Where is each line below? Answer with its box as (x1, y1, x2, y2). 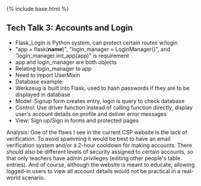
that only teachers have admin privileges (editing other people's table (6, 154, 181, 162)
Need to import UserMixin (15, 71, 80, 79)
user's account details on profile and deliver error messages (15, 110, 167, 118)
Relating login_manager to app (15, 65, 92, 72)
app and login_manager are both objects (15, 58, 117, 66)
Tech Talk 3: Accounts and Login (6, 23, 133, 33)
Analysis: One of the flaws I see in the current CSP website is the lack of (6, 128, 188, 136)
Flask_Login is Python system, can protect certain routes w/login (15, 39, 178, 46)
